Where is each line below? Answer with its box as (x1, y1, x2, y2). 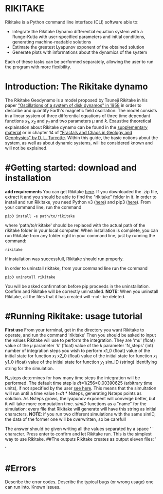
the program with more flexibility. (5, 64, 72, 70)
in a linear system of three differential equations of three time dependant (5, 113, 150, 119)
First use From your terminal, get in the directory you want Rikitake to (5, 327, 145, 332)
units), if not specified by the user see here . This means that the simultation (5, 385, 157, 391)
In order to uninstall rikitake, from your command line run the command (5, 265, 148, 271)
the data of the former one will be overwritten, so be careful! (5, 416, 127, 422)
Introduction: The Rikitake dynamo (5, 81, 148, 92)
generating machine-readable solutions (12, 39, 91, 44)
